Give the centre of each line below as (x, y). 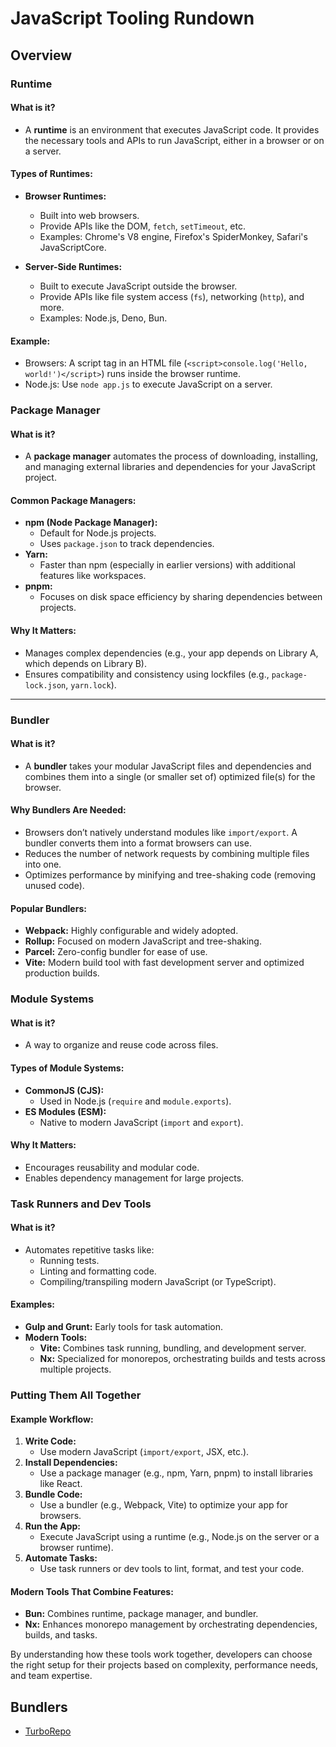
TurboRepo (48, 1731)
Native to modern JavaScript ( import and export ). (141, 1122)
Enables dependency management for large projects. (134, 1178)
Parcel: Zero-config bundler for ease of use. (116, 952)
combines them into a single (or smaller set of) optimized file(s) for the (170, 776)
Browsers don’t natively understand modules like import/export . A (161, 832)
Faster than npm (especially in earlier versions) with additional (167, 565)
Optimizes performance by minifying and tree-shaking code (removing (170, 874)
